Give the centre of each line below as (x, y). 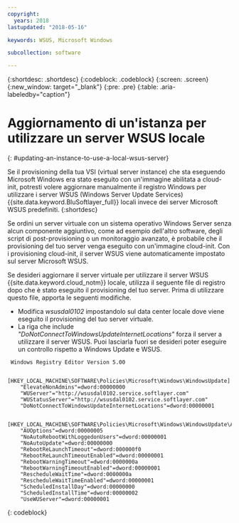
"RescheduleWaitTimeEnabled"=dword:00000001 (87, 481)
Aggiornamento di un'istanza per (107, 123)
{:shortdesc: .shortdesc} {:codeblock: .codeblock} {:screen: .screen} (108, 80)
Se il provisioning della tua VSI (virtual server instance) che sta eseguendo (116, 172)
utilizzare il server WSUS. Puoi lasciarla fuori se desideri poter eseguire (122, 342)
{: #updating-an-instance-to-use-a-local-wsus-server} (88, 158)
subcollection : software (44, 53)
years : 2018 (32, 21)
